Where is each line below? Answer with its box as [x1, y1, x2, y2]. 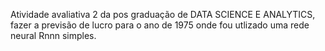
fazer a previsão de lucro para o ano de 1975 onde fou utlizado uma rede [10, 19, 310, 31]
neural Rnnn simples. [10, 30, 97, 41]
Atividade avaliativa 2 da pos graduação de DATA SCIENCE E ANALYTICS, [10, 9, 316, 20]
